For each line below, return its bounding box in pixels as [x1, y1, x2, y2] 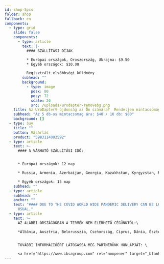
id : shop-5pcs [4, 7, 34, 12]
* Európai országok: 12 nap [17, 162, 75, 167]
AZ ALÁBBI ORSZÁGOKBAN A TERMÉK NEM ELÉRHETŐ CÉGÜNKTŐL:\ [17, 220, 139, 225]
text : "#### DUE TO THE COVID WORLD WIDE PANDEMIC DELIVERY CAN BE [13, 202, 154, 207]
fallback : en [4, 16, 31, 21]
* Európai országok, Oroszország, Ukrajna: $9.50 [26, 57, 130, 62]
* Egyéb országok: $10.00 [26, 62, 79, 67]
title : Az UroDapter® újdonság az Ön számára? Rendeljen [13, 107, 134, 112]
